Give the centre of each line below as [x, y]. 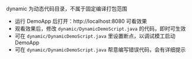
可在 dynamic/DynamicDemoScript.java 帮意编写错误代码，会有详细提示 [100, 50]
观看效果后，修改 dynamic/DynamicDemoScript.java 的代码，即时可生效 [100, 29]
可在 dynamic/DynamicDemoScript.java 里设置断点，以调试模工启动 [95, 36]
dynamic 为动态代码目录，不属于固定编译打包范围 [67, 9]
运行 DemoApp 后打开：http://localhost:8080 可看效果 [81, 21]
